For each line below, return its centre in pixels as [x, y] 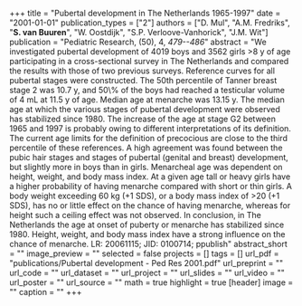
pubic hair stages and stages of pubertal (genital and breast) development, [149, 157]
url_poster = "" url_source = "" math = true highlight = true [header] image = [151, 282]
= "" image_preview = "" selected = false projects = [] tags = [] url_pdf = [144, 253]
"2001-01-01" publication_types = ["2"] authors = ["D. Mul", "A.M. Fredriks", [150, 23]
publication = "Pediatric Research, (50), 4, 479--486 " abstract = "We [138, 42]
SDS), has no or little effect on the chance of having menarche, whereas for [150, 206]
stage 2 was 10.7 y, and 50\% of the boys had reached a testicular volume [147, 90]
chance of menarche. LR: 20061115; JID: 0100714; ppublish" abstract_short [148, 244]
